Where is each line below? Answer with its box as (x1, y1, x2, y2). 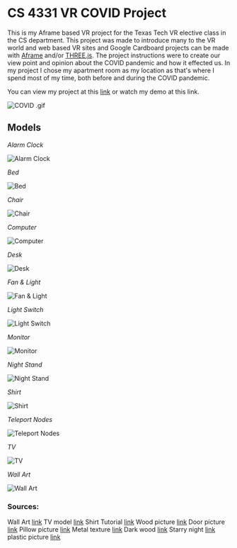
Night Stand (7, 360, 42, 369)
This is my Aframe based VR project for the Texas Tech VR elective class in (7, 28, 226, 37)
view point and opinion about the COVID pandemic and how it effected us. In (7, 58, 231, 67)
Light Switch (7, 305, 44, 313)
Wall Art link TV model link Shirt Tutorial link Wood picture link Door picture (7, 518, 225, 526)
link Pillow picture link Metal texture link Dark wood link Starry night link (7, 525, 216, 534)
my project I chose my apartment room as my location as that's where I (7, 66, 214, 74)
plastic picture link (7, 533, 61, 542)
